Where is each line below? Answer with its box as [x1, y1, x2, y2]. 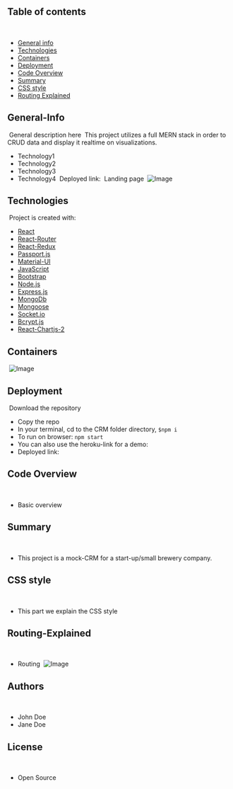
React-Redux [17, 242, 56, 251]
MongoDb [17, 295, 47, 304]
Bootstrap [17, 273, 47, 281]
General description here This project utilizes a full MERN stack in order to [8, 130, 227, 139]
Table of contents [7, 6, 86, 18]
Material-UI [17, 257, 51, 266]
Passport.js [17, 250, 51, 259]
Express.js [17, 288, 48, 296]
